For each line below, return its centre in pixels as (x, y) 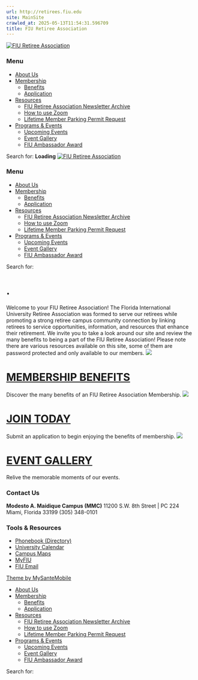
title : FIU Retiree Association (46, 29)
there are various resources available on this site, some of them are (89, 345)
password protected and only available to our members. (75, 353)
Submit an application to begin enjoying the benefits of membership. (91, 436)
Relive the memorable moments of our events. (63, 477)
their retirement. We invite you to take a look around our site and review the (99, 333)
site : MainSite (25, 17)
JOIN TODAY (38, 419)
